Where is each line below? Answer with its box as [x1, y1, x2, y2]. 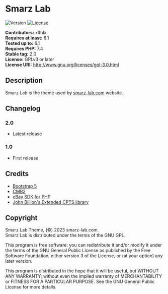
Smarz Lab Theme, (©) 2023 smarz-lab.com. [5, 227, 99, 233]
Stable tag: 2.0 [5, 51, 37, 57]
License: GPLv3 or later [5, 56, 54, 62]
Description [5, 76, 43, 85]
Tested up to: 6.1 [5, 40, 40, 46]
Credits [5, 169, 29, 178]
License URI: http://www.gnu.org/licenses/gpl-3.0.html [5, 62, 119, 68]
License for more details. [5, 284, 57, 290]
